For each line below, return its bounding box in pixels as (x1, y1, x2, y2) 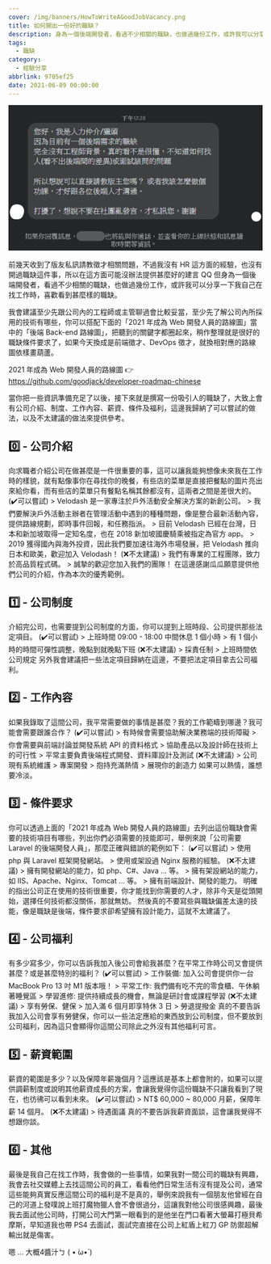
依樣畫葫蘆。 (15, 348, 58, 357)
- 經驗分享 (15, 65, 48, 73)
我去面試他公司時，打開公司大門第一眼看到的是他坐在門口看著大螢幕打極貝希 (8, 1210, 263, 1220)
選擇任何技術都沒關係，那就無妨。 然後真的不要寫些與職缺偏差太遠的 (22, 895, 251, 905)
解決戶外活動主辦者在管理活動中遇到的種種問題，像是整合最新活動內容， (22, 509, 263, 519)
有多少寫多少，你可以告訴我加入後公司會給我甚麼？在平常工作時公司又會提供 (8, 959, 263, 968)
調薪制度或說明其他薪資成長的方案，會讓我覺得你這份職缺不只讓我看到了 (15, 1084, 256, 1094)
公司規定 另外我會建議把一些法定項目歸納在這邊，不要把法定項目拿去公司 (8, 655, 251, 664)
